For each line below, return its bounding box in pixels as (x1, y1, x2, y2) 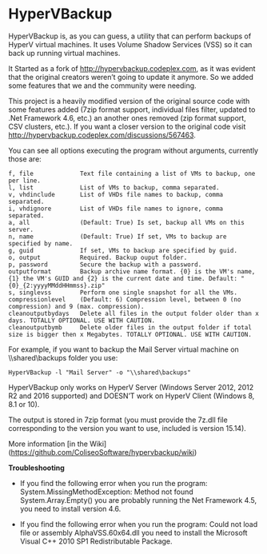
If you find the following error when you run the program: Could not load (19, 519, 258, 528)
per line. (8, 177, 42, 185)
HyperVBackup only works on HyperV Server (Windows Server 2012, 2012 (8, 382, 254, 392)
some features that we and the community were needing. (8, 81, 197, 90)
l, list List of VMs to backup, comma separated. (8, 183, 220, 192)
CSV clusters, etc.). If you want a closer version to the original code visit (8, 122, 246, 131)
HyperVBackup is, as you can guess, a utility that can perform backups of (8, 31, 252, 41)
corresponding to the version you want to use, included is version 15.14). (8, 423, 246, 432)
